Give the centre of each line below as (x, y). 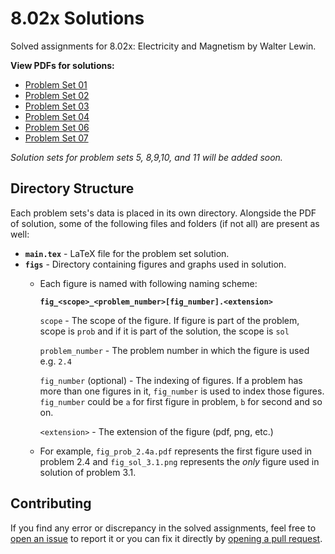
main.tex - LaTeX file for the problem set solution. (127, 253)
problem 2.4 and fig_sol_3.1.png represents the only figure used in (179, 461)
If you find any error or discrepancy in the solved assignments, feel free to (163, 528)
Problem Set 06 (57, 127)
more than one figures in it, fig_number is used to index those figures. (182, 391)
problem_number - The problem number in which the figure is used (174, 350)
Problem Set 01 (56, 84)
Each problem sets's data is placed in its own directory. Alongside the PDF (163, 213)
